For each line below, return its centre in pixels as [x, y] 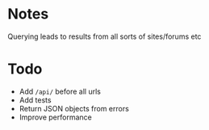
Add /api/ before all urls [60, 91]
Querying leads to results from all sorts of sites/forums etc [104, 36]
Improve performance [55, 117]
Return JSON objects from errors [74, 108]
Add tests [35, 100]
